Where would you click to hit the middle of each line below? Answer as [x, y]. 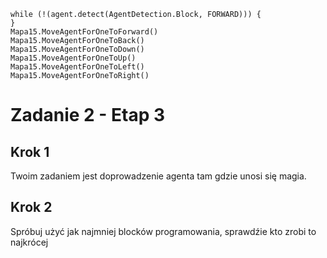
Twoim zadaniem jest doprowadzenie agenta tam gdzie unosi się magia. [158, 176]
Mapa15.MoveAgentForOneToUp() [73, 58]
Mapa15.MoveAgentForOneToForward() [84, 32]
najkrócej [29, 242]
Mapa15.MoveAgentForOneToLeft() [77, 67]
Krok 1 [30, 151]
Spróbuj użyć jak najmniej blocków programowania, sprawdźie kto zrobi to [163, 231]
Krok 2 [31, 207]
